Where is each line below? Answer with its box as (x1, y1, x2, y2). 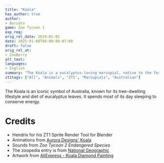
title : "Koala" (5, 7, 36, 12)
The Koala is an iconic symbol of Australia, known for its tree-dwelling (5, 88, 145, 94)
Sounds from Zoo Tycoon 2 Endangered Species (12, 142, 111, 148)
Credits (5, 115, 36, 127)
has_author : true (5, 12, 41, 17)
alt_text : (5, 57, 25, 62)
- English (5, 66, 25, 71)
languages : (5, 61, 27, 66)
